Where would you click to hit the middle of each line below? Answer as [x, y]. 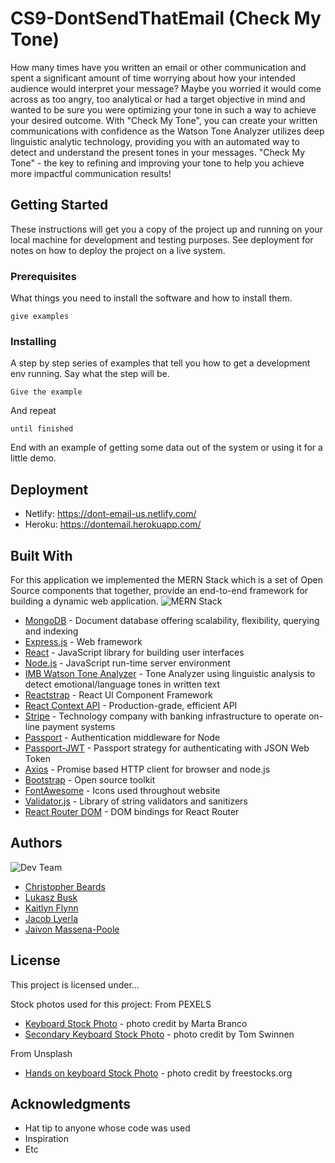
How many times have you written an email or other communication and [158, 67]
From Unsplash [41, 1053]
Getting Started [59, 205]
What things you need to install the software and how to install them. [151, 298]
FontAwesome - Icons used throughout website [122, 790]
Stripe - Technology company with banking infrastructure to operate [165, 716]
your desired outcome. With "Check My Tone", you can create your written [164, 120]
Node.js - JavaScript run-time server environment [127, 663]
